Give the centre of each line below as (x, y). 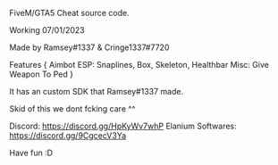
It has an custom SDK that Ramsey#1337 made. (97, 91)
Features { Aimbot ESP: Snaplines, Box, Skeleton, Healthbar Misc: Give (139, 65)
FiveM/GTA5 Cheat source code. (69, 13)
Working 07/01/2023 (47, 30)
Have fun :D (31, 153)
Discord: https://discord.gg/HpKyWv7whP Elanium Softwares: (123, 126)
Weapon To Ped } (42, 74)
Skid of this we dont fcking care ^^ (72, 109)
